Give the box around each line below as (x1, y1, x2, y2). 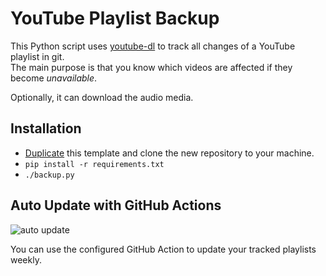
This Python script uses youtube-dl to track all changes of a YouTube (10, 40, 296, 52)
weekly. (10, 253, 42, 266)
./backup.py (24, 170, 75, 180)
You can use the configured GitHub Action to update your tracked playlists (10, 243, 317, 255)
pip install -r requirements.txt (24, 159, 165, 169)
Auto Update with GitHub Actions (10, 197, 222, 214)
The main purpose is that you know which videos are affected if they (10, 61, 293, 73)
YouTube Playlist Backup (10, 7, 220, 30)
